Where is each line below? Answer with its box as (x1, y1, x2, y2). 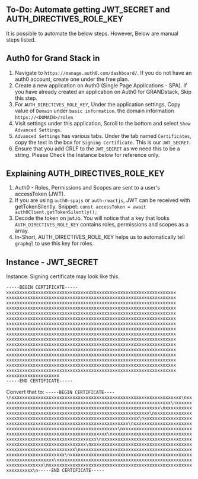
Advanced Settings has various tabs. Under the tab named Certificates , (14, 132, 191, 139)
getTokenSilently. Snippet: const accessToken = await (14, 203, 146, 210)
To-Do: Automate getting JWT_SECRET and (6, 5, 170, 15)
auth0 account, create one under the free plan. (14, 75, 129, 83)
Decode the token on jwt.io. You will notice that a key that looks (14, 215, 170, 222)
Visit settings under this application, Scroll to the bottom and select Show (14, 119, 191, 127)
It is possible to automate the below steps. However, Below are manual (6, 30, 179, 37)
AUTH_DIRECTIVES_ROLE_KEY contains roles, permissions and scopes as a (14, 221, 189, 228)
